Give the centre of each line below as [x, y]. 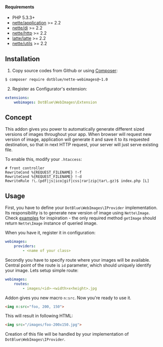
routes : [21, 284]
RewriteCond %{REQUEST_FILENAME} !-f [43, 173]
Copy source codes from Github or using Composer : [65, 71]
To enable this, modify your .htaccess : [43, 159]
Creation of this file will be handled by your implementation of [67, 334]
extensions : [17, 97]
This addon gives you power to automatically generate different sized [75, 129]
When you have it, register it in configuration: [51, 233]
